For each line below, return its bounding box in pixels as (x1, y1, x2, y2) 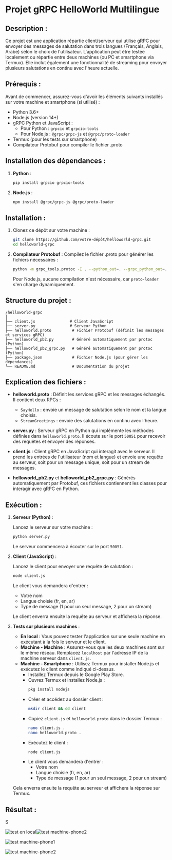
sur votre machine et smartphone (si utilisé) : (5, 99, 100, 105)
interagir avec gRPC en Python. (12, 485, 80, 492)
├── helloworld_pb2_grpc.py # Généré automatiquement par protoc (5, 346, 153, 351)
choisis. (20, 412, 37, 418)
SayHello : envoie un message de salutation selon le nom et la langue (20, 407, 167, 413)
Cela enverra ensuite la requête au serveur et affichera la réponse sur (12, 785, 160, 791)
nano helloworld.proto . (28, 730, 82, 735)
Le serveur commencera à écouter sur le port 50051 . (12, 544, 123, 550)
